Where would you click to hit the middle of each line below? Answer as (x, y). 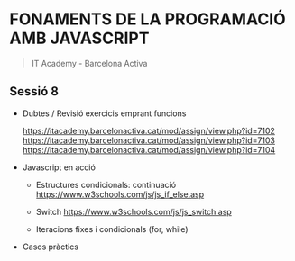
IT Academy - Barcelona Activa (89, 63)
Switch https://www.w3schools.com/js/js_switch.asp (134, 211)
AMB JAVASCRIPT (79, 38)
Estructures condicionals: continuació (106, 184)
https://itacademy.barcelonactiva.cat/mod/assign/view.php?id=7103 (149, 140)
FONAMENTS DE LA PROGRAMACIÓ (147, 19)
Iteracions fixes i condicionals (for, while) (112, 229)
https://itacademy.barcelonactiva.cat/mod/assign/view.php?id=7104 (149, 149)
